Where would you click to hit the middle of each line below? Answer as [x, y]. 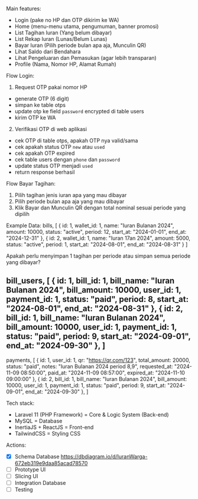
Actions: [16, 445]
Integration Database [40, 483]
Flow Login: [20, 76]
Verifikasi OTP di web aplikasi [51, 129]
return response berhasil [45, 172]
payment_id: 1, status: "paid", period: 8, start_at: [98, 299]
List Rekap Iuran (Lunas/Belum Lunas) [61, 39]
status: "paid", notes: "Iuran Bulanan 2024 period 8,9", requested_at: [90, 366]
